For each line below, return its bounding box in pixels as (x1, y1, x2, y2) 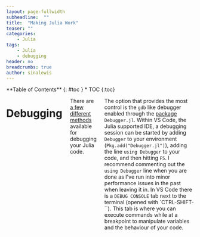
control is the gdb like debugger (104, 104, 181, 111)
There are (70, 98, 94, 105)
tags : (6, 42, 20, 48)
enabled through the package (104, 110, 177, 117)
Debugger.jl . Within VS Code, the (104, 117, 187, 124)
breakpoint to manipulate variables (104, 218, 190, 225)
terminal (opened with (104, 199, 159, 206)
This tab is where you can (112, 205, 176, 212)
